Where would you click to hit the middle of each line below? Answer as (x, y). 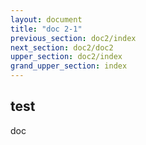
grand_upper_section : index (69, 66)
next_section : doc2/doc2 (62, 47)
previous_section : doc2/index (73, 38)
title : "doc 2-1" (46, 29)
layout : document (46, 19)
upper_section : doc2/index (66, 57)
